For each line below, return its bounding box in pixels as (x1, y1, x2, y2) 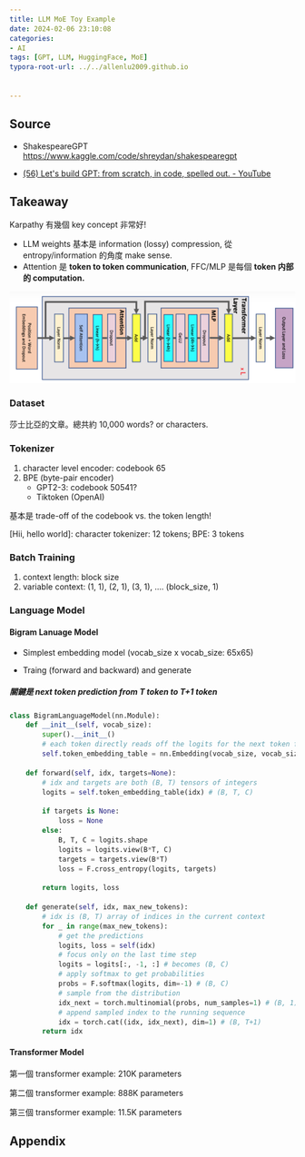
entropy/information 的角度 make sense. (22, 250, 172, 261)
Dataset (9, 397, 45, 410)
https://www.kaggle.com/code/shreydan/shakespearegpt (22, 150, 238, 161)
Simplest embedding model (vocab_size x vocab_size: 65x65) (22, 647, 254, 658)
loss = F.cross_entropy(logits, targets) (57, 864, 218, 874)
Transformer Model (9, 1046, 84, 1057)
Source (9, 116, 52, 132)
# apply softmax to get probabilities (57, 970, 205, 979)
